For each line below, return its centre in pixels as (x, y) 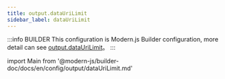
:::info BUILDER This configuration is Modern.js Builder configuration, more (113, 39)
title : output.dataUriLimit (47, 13)
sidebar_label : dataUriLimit (49, 20)
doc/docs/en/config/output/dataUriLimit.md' (70, 68)
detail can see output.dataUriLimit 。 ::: (61, 47)
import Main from (32, 61)
